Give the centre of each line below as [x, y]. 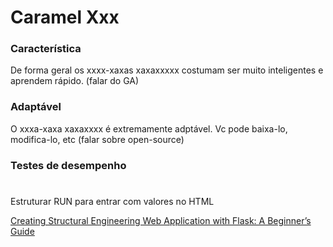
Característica [46, 49]
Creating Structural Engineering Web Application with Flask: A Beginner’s [161, 220]
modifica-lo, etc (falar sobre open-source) [97, 139]
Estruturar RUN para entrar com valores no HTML [112, 201]
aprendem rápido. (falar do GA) [75, 81]
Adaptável [36, 107]
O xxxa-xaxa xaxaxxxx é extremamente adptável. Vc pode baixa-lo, [149, 128]
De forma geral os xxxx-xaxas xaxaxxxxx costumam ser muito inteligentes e [167, 70]
